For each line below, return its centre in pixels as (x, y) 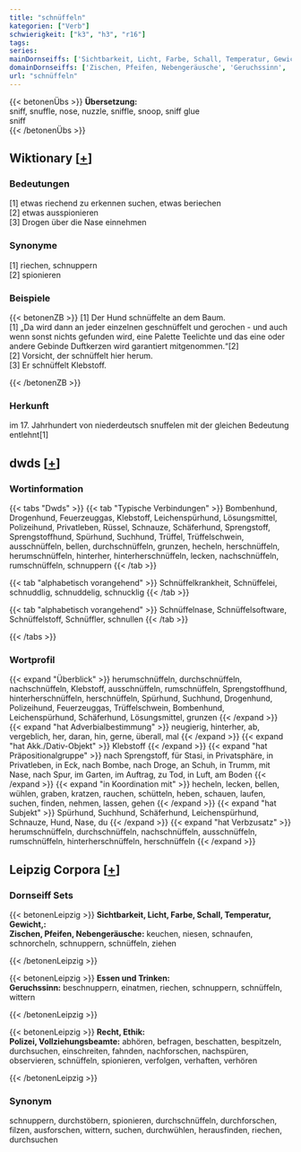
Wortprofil (32, 659)
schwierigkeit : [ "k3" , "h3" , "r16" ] (77, 34)
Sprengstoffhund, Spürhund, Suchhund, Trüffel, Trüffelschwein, (127, 537)
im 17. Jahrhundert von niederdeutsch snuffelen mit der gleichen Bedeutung (149, 425)
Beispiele (30, 298)
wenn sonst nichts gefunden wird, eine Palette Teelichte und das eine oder (147, 336)
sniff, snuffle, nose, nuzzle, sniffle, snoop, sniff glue (104, 111)
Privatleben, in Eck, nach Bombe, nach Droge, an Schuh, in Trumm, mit (140, 765)
